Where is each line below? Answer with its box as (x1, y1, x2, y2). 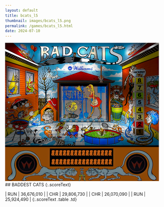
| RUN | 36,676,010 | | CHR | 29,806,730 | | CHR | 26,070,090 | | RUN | (5, 191, 146, 197)
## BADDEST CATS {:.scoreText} (5, 182, 71, 188)
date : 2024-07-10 (5, 28, 41, 34)
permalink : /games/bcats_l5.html (5, 23, 73, 28)
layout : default (5, 8, 38, 13)
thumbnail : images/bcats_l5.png (5, 18, 71, 23)
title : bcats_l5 (5, 13, 38, 18)
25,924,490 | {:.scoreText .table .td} (5, 196, 77, 203)
